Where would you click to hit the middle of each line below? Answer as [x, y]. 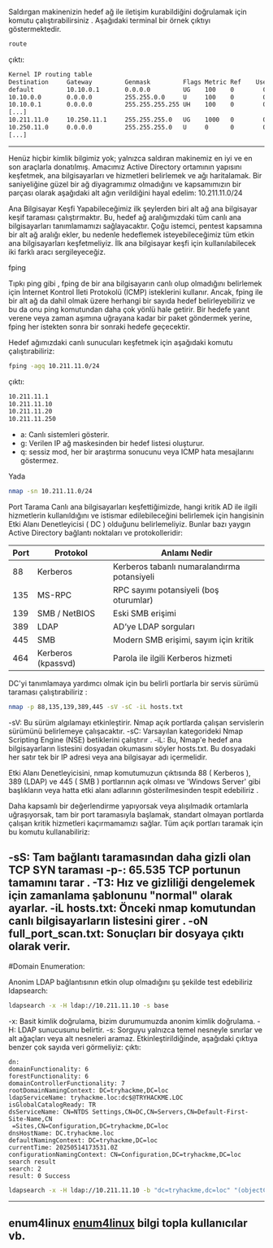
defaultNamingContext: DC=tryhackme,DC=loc [83, 1140]
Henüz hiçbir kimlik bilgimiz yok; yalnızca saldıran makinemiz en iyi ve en [131, 158]
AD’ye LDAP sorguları [154, 626]
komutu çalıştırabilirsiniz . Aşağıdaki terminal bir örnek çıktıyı [110, 20]
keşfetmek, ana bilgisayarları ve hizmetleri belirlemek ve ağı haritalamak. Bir [135, 175]
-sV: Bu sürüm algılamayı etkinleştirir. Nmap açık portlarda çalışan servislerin [136, 722]
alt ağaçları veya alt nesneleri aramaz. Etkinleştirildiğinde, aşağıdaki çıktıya [133, 1038]
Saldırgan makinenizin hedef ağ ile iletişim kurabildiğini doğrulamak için [128, 12]
